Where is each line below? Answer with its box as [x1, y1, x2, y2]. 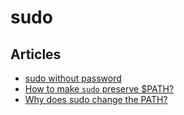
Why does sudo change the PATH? [24, 94, 168, 105]
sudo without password [24, 72, 122, 84]
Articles [10, 46, 62, 63]
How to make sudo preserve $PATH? [24, 83, 175, 95]
